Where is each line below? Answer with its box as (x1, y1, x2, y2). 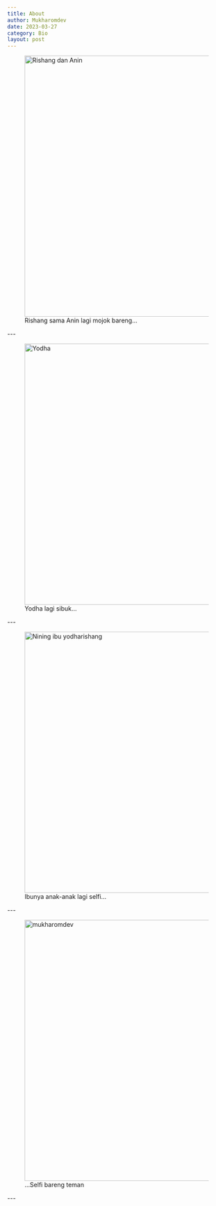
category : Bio (7, 29, 49, 37)
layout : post (7, 36, 45, 43)
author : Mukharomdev (7, 17, 67, 24)
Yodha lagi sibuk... (24, 604, 78, 613)
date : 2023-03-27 (7, 23, 58, 30)
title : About (7, 10, 45, 17)
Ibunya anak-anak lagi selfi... (24, 893, 107, 901)
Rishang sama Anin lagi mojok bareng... (24, 316, 138, 324)
